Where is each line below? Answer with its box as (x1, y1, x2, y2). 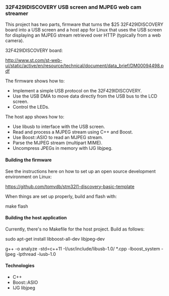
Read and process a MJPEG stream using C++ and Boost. (12, 129, 133, 135)
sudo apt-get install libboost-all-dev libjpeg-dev (5, 236, 105, 242)
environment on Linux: (5, 174, 52, 180)
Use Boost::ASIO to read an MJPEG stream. (12, 135, 104, 141)
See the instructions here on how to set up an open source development (5, 168, 156, 174)
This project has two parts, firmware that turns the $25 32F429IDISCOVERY (5, 21, 163, 27)
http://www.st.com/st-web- (5, 57, 62, 63)
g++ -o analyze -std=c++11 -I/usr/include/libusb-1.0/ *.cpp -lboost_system (5, 245, 160, 252)
